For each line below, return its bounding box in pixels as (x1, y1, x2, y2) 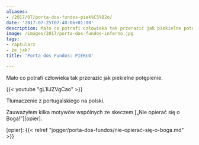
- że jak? (6, 47, 31, 53)
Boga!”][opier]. (6, 115, 43, 122)
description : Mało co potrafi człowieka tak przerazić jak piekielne (6, 25, 182, 31)
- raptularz (6, 42, 36, 48)
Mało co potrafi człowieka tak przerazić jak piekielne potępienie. (6, 74, 163, 81)
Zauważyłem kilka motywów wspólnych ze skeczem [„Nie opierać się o (6, 108, 180, 115)
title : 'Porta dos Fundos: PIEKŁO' (6, 53, 94, 59)
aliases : (6, 8, 28, 15)
